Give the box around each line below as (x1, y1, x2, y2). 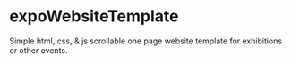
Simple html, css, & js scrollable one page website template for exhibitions (9, 35, 283, 46)
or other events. (9, 44, 69, 55)
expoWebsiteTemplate (9, 6, 179, 27)
